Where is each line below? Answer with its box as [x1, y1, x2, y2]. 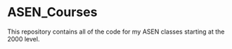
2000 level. [7, 34, 40, 43]
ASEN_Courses [7, 4, 98, 20]
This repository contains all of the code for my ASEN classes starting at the [7, 27, 225, 36]
